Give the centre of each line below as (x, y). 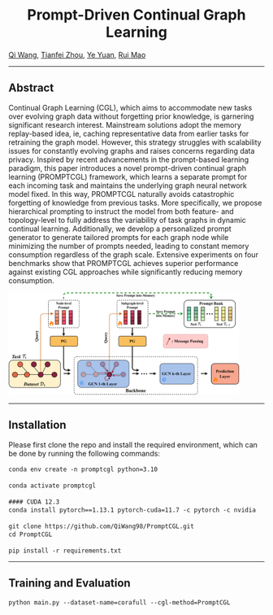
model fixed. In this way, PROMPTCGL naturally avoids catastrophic (121, 194)
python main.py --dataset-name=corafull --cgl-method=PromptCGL (119, 603)
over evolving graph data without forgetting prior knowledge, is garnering (131, 116)
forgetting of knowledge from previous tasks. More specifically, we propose (135, 203)
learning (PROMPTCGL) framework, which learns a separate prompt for (128, 177)
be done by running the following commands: (84, 453)
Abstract (31, 88)
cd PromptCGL (30, 534)
